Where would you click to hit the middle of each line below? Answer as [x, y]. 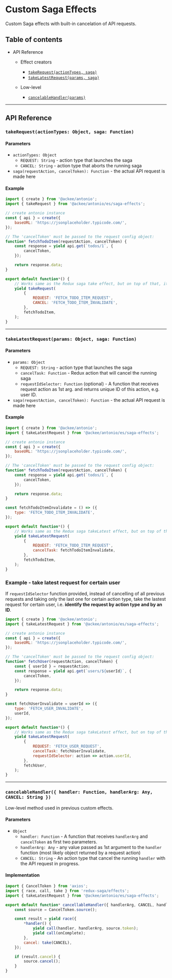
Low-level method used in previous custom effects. [59, 808]
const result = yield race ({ [46, 919]
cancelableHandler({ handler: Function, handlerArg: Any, [79, 792]
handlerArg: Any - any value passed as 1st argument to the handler [91, 847]
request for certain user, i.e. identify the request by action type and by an [84, 604]
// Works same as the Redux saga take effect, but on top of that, [88, 284]
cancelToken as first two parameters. [59, 842]
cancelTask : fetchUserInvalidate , [69, 751]
